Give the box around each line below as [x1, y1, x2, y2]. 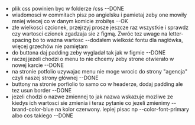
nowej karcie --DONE [11, 62, 64, 69]
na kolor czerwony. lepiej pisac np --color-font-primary [55, 106, 190, 113]
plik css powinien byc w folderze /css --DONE [11, 5, 124, 12]
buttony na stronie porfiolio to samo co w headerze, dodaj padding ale [11, 81, 183, 88]
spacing [11, 37, 32, 43]
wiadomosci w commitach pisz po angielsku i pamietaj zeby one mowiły [11, 11, 187, 18]
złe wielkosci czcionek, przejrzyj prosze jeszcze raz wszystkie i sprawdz [11, 24, 189, 31]
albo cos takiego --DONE [11, 112, 73, 119]
